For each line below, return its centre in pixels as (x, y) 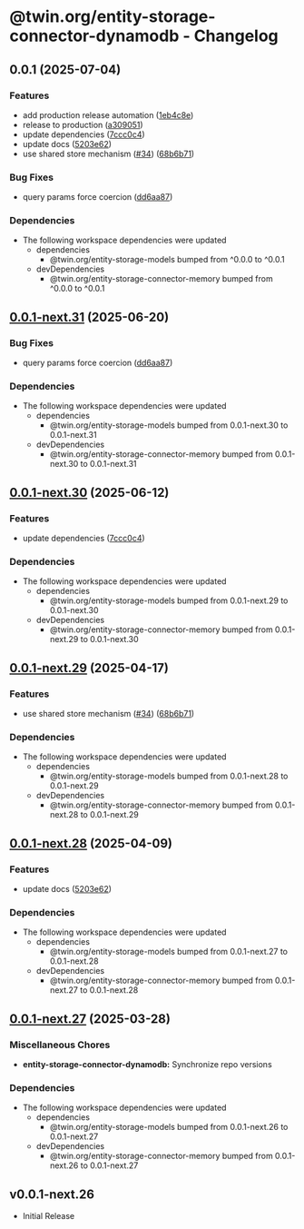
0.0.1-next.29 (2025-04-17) (89, 668)
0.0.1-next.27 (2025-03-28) (90, 1019)
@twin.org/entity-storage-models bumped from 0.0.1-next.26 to (169, 1127)
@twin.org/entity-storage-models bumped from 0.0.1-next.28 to (169, 776)
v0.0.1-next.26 (52, 1194)
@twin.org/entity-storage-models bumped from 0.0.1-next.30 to (169, 425)
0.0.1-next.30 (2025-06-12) (89, 492)
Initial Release (49, 1216)
